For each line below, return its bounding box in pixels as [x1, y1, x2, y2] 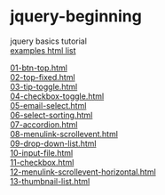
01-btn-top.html [10, 62, 67, 73]
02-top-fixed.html [10, 71, 75, 82]
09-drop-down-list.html [10, 138, 97, 149]
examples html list [10, 45, 76, 55]
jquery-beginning [10, 6, 143, 27]
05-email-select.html [10, 100, 87, 110]
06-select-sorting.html [10, 110, 93, 120]
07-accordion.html [10, 118, 78, 130]
